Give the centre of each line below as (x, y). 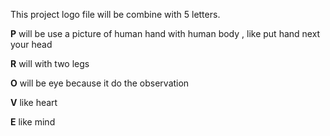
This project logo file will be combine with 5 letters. (115, 14)
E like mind (33, 122)
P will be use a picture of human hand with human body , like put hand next (165, 33)
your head (31, 44)
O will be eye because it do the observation (100, 83)
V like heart (34, 102)
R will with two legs (50, 63)
